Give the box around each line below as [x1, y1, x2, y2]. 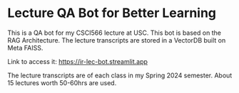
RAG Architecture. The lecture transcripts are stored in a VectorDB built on [7, 35, 226, 44]
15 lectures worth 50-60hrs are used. [7, 78, 117, 87]
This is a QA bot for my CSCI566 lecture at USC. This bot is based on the [7, 28, 221, 37]
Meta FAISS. [7, 43, 44, 52]
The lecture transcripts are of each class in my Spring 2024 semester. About [7, 71, 233, 80]
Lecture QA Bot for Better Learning [7, 5, 216, 21]
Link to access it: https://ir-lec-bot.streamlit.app [7, 57, 148, 65]
